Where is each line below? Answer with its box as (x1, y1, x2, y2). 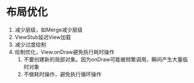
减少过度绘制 (14, 41, 46, 48)
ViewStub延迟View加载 (14, 33, 72, 40)
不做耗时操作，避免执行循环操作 (23, 71, 102, 78)
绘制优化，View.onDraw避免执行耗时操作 (14, 48, 115, 55)
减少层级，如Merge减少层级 (14, 26, 83, 33)
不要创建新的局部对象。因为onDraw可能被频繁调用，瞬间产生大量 (23, 56, 183, 63)
